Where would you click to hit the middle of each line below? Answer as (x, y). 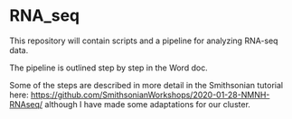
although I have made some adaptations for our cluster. (148, 104)
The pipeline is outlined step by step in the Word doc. (108, 68)
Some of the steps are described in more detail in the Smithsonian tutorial (146, 85)
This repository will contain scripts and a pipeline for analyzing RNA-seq (144, 41)
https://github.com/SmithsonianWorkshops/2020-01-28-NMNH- (150, 95)
